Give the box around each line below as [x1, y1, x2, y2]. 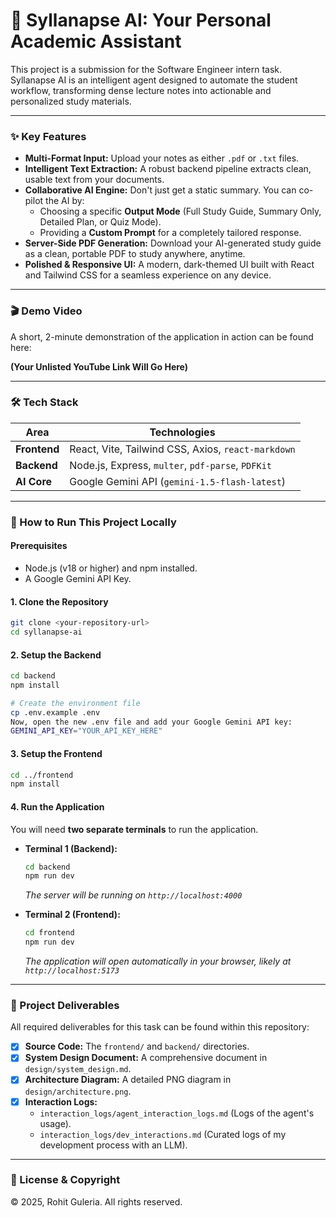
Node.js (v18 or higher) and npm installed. [24, 562, 198, 574]
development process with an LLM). [39, 1139, 188, 1151]
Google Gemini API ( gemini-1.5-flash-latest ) [69, 474, 287, 488]
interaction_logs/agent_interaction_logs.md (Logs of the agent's [39, 1107, 315, 1119]
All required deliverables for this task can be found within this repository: [10, 1021, 310, 1033]
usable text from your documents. [24, 174, 165, 186]
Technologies [149, 425, 216, 439]
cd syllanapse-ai [10, 627, 83, 638]
